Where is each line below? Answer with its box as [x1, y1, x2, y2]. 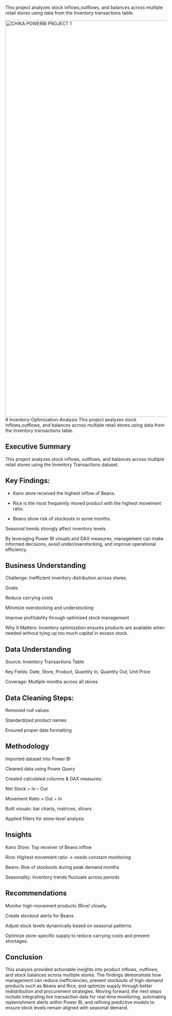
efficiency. [5, 546, 28, 552]
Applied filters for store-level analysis [5, 815, 84, 822]
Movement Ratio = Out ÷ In [5, 795, 62, 801]
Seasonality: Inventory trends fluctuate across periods [5, 874, 120, 880]
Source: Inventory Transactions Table [5, 658, 84, 665]
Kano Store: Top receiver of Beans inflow [5, 844, 92, 850]
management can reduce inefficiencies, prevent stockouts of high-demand [5, 977, 163, 984]
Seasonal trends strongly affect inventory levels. [5, 525, 107, 531]
